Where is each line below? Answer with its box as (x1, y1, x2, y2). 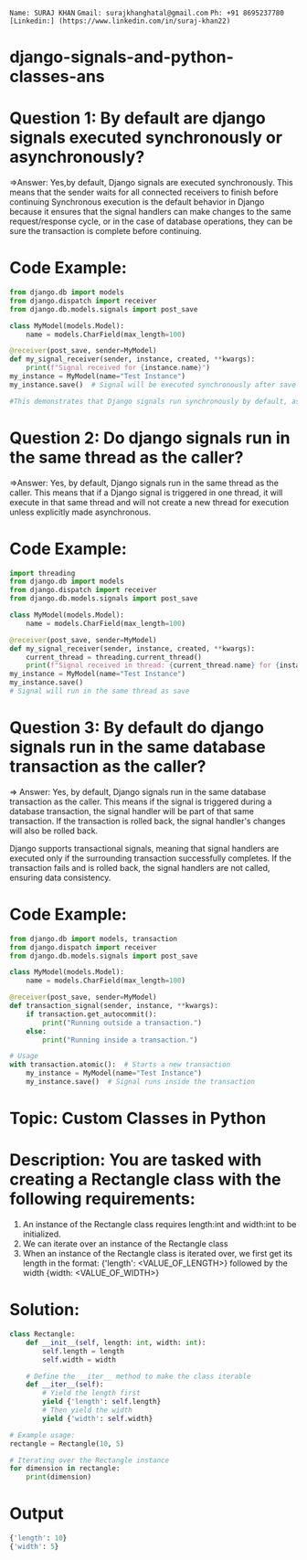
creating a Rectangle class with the (9, 1169, 281, 1190)
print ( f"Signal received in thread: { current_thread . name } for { (26, 661, 281, 670)
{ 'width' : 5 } (9, 1542, 59, 1551)
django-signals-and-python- (9, 47, 235, 68)
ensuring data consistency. (9, 872, 111, 883)
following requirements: (9, 1189, 196, 1209)
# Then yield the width (42, 1406, 132, 1415)
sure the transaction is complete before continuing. (9, 226, 203, 237)
